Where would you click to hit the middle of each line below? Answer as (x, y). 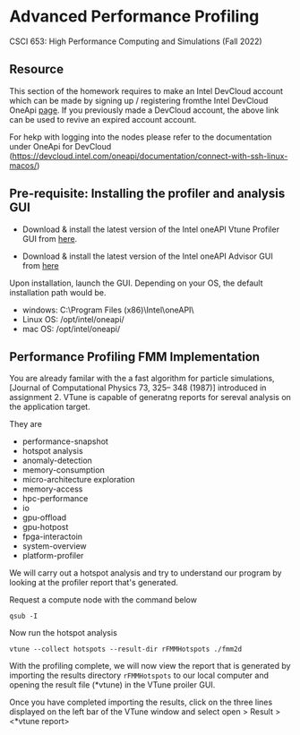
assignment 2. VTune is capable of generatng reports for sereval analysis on (150, 397)
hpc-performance (55, 499)
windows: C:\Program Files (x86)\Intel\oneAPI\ (108, 310)
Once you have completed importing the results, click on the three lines (141, 702)
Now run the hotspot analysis (64, 633)
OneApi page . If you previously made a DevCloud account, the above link (144, 110)
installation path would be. (58, 292)
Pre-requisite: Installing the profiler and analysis (147, 194)
